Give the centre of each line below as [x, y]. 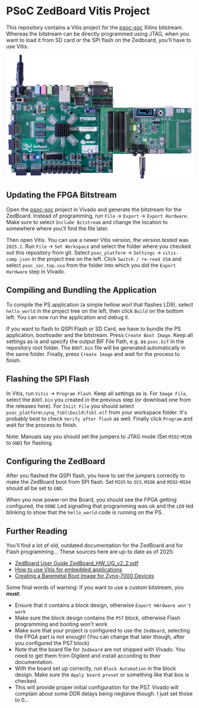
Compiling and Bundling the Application [81, 290]
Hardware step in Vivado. [36, 271]
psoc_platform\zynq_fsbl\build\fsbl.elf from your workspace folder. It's [97, 412]
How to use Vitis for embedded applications [68, 569]
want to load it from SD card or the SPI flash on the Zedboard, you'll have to [99, 40]
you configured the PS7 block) [52, 643]
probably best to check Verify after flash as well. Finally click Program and [99, 418]
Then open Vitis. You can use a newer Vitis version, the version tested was [97, 240]
